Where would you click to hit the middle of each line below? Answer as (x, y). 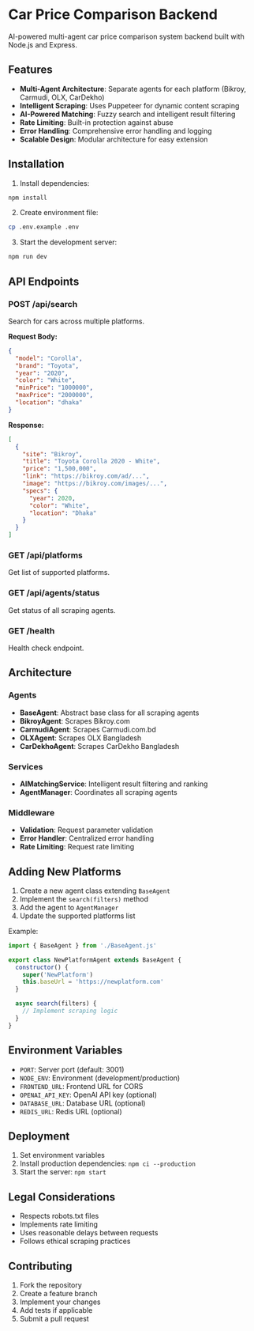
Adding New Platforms (65, 872)
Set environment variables (62, 1155)
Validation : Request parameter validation (86, 830)
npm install (28, 198)
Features (30, 70)
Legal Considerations (62, 1197)
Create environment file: (59, 213)
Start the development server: (68, 242)
